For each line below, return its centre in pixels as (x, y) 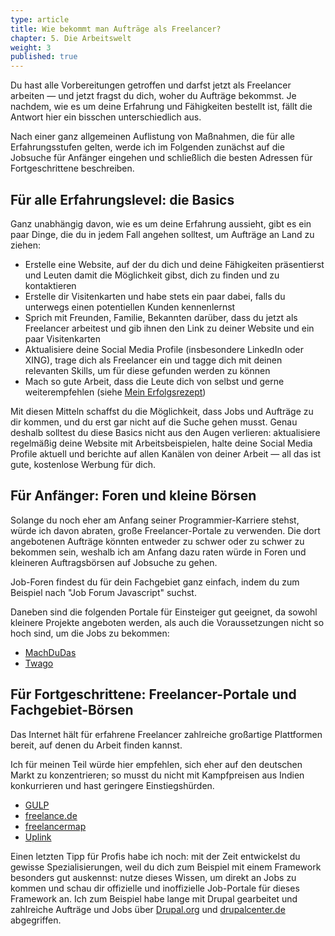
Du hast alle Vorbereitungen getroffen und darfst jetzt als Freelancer (151, 85)
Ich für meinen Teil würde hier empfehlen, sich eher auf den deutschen (156, 764)
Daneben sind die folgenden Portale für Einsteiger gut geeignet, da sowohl (164, 612)
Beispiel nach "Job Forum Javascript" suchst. (103, 592)
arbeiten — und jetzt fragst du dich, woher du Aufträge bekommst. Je (153, 96)
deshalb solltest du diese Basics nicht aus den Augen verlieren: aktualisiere (165, 432)
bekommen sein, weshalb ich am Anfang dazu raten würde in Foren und (158, 552)
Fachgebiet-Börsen (72, 710)
